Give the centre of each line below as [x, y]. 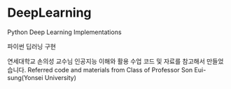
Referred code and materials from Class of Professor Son [110, 70]
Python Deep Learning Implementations [64, 32]
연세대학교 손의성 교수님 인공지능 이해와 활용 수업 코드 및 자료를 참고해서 [106, 61]
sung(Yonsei [25, 77]
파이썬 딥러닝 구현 [31, 46]
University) [61, 77]
